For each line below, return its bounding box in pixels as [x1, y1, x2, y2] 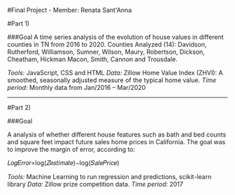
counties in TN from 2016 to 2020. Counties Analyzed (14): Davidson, [7, 40, 207, 48]
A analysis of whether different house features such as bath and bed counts [7, 130, 227, 139]
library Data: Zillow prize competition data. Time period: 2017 [7, 180, 183, 188]
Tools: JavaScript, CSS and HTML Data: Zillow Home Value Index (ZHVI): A [7, 69, 223, 77]
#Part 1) [7, 19, 30, 27]
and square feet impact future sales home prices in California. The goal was [7, 138, 226, 146]
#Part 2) [7, 104, 31, 111]
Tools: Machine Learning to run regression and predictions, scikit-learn [7, 173, 212, 180]
